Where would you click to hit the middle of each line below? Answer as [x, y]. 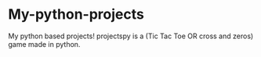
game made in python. [44, 44]
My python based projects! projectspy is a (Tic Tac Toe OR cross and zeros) [131, 36]
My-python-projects [76, 14]
